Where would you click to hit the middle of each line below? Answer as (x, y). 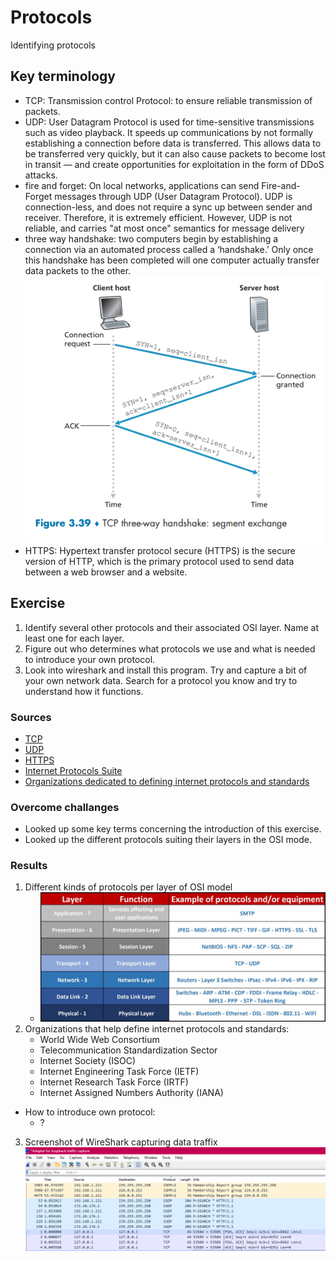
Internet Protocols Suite (73, 770)
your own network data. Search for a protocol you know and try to (161, 680)
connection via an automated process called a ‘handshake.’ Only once (169, 249)
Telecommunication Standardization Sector (128, 1050)
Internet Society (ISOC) (88, 1061)
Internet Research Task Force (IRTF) (114, 1082)
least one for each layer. (74, 638)
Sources (31, 717)
